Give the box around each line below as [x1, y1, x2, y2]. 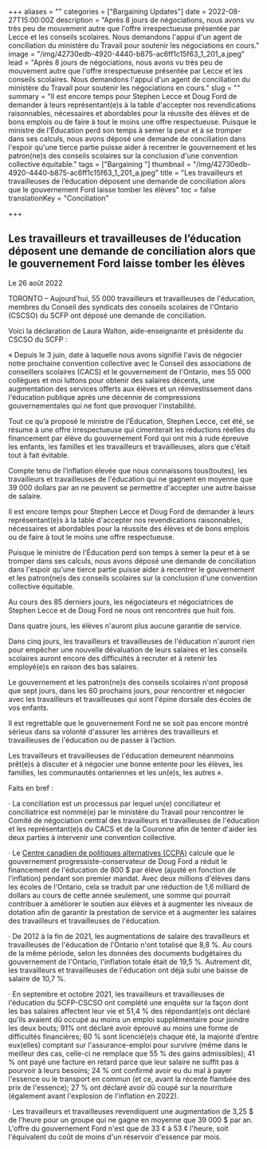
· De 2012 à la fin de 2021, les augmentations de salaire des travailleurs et [8, 931, 249, 941]
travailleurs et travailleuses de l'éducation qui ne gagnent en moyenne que [8, 474, 253, 484]
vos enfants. [8, 703, 49, 712]
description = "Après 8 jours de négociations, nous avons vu [55, 15, 255, 25]
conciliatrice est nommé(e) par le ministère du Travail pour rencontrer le [8, 806, 245, 817]
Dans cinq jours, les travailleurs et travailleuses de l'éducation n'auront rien [8, 636, 255, 646]
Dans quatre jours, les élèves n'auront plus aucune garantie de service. [8, 620, 242, 630]
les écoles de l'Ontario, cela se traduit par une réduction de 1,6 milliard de [8, 882, 250, 891]
